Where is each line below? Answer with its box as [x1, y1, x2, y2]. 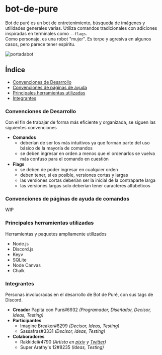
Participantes [12, 317, 42, 323]
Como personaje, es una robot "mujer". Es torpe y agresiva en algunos [5, 36, 151, 42]
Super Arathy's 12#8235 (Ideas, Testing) [20, 344, 104, 350]
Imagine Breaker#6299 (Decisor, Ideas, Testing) [20, 323, 120, 329]
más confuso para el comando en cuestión [20, 156, 109, 162]
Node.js [12, 240, 29, 246]
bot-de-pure [5, 3, 58, 15]
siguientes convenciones [5, 125, 57, 131]
